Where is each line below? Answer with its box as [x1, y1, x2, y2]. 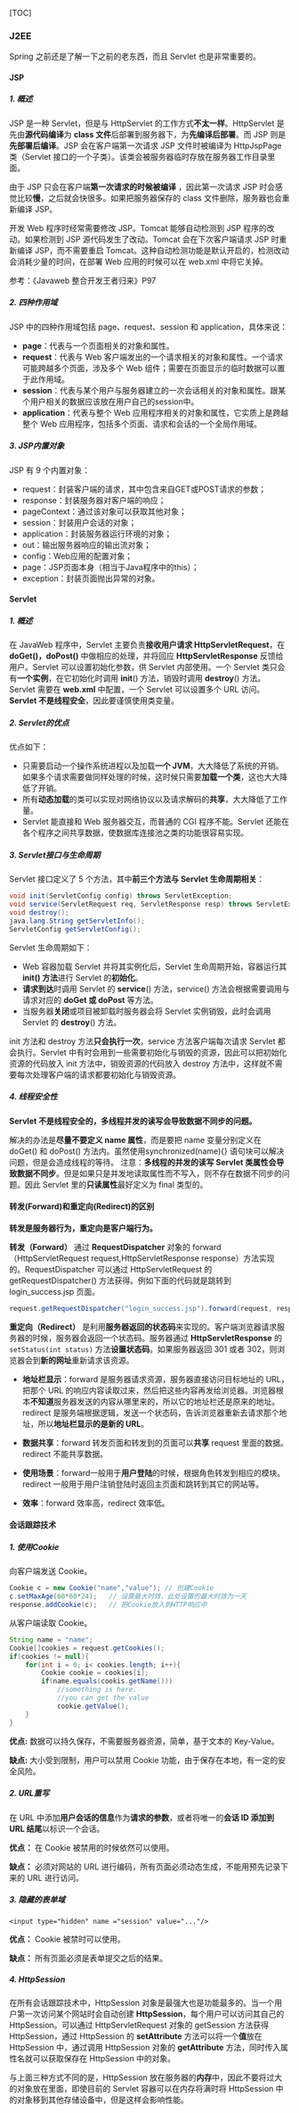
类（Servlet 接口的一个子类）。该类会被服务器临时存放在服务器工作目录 [9, 151, 268, 162]
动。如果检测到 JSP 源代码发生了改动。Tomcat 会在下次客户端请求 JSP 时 [9, 234, 279, 244]
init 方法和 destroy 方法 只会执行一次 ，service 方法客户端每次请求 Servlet [9, 1035, 276, 1047]
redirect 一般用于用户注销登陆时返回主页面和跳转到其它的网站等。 [21, 1479, 264, 1489]
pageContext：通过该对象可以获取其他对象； [21, 506, 187, 517]
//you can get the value [56, 1694, 149, 1703]
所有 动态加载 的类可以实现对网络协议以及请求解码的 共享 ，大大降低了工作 [21, 794, 287, 805]
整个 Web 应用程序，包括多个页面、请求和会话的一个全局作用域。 [21, 418, 263, 429]
